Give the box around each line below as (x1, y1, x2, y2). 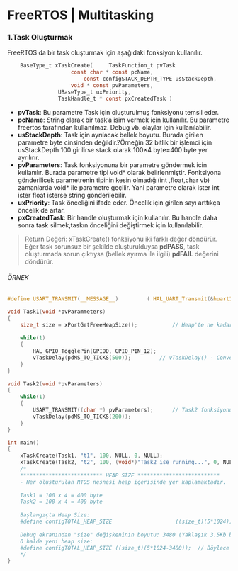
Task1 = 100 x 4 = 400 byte (20, 492, 103, 499)
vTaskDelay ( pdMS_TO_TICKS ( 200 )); (33, 413, 132, 420)
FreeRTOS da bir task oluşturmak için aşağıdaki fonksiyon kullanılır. (7, 48, 203, 57)
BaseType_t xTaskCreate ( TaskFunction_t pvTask (20, 62, 176, 69)
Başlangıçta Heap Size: (20, 511, 91, 519)
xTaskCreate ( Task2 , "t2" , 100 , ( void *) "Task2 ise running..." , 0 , (20, 459, 220, 466)
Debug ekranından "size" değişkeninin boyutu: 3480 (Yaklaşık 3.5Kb (20, 531, 227, 538)
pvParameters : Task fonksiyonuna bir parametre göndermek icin (17, 160, 208, 169)
